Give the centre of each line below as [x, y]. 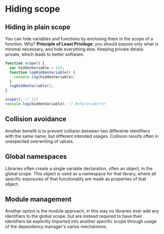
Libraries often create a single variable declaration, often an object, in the [79, 168]
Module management [38, 199]
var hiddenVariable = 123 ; [37, 68]
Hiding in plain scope [38, 27]
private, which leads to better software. [45, 54]
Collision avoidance [36, 119]
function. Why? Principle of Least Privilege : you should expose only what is [82, 44]
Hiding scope [33, 9]
